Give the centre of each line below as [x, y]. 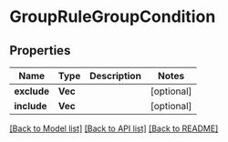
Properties [40, 51]
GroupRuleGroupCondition [113, 17]
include [31, 106]
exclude [32, 91]
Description [115, 76]
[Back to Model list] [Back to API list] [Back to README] [114, 128]
